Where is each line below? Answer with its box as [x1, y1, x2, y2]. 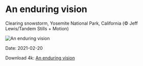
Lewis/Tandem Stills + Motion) [5, 25, 69, 31]
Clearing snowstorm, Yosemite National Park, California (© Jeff [5, 20, 138, 26]
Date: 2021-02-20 [5, 45, 43, 51]
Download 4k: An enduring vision [5, 54, 75, 61]
